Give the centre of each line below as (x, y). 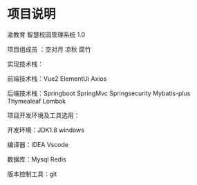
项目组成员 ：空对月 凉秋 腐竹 (49, 49)
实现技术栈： (25, 64)
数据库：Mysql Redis (37, 159)
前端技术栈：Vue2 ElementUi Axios (57, 78)
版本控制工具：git (32, 174)
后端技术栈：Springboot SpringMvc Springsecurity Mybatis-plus (99, 93)
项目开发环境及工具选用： (44, 115)
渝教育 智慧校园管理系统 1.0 (46, 35)
